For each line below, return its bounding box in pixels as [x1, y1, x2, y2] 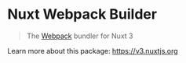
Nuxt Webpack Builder [7, 5, 158, 23]
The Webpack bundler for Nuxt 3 [26, 31, 133, 40]
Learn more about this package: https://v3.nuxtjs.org [7, 46, 178, 55]
